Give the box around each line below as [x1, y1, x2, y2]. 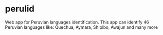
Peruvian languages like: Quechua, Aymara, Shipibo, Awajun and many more [5, 24, 158, 30]
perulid [5, 3, 35, 14]
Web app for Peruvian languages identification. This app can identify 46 [5, 19, 149, 25]
